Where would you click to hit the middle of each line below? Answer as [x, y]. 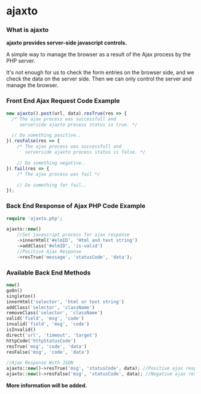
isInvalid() [21, 330]
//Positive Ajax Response [49, 251]
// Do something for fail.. [52, 185]
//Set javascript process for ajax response [73, 235]
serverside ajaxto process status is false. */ [85, 152]
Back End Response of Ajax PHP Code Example [76, 206]
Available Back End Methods [48, 273]
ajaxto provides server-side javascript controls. [67, 43]
